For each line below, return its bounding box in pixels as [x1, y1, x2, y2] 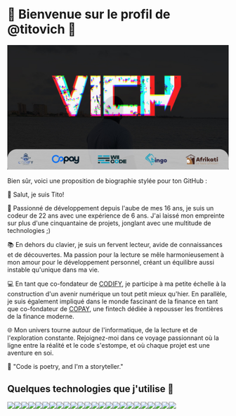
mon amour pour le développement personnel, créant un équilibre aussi [7, 258, 214, 267]
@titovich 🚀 [7, 21, 77, 37]
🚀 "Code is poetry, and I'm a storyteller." [7, 363, 124, 371]
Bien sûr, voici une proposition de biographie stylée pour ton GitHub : [7, 177, 207, 185]
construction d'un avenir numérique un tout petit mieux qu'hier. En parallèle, [7, 290, 228, 298]
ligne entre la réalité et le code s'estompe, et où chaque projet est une [7, 341, 210, 350]
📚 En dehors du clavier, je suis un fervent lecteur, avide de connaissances [7, 241, 223, 249]
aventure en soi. [7, 348, 54, 358]
